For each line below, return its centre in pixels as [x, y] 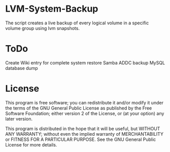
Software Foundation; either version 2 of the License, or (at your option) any [85, 113]
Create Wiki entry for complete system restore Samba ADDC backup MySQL [85, 63]
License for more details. [31, 144]
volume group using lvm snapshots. [43, 28]
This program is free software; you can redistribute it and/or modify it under [84, 102]
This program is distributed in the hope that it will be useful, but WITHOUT [83, 128]
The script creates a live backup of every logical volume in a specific [77, 23]
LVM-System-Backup [52, 9]
